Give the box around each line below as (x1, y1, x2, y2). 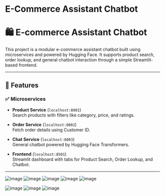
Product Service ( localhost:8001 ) (12, 107, 82, 112)
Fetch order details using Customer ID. (12, 127, 90, 133)
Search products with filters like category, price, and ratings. (12, 112, 135, 118)
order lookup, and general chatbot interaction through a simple (5, 57, 132, 63)
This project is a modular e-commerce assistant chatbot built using (5, 47, 141, 53)
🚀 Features (5, 81, 39, 89)
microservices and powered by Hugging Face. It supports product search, (5, 52, 155, 57)
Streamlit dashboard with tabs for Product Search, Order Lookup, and (12, 156, 153, 162)
